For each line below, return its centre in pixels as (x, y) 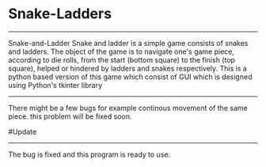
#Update (23, 131)
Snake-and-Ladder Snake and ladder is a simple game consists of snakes (128, 43)
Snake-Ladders (60, 14)
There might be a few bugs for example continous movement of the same (128, 108)
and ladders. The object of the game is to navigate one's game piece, (122, 51)
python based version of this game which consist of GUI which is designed (130, 77)
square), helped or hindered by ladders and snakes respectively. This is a (127, 68)
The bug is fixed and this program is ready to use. (89, 154)
